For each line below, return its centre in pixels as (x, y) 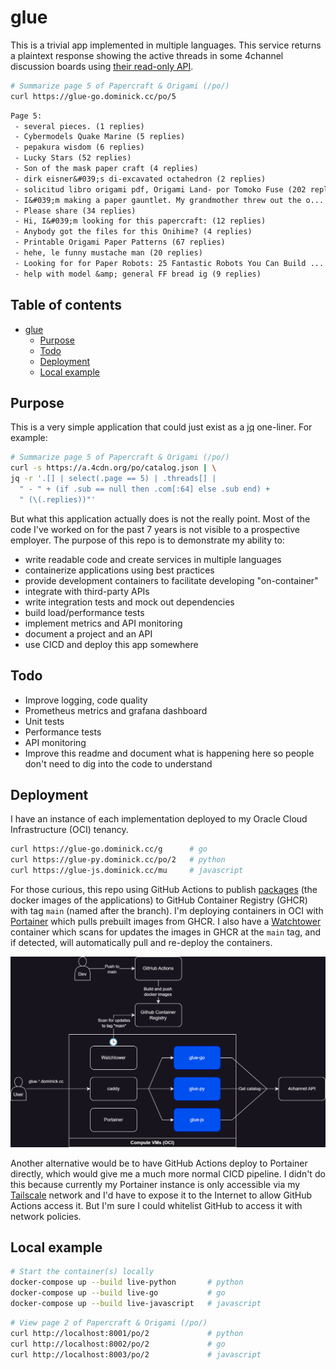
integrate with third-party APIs (87, 591)
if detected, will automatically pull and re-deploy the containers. (141, 942)
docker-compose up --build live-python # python (127, 1282)
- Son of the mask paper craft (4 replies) (106, 169)
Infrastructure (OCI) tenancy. (69, 830)
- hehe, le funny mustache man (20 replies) (108, 253)
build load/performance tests (84, 612)
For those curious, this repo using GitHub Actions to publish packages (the (164, 889)
